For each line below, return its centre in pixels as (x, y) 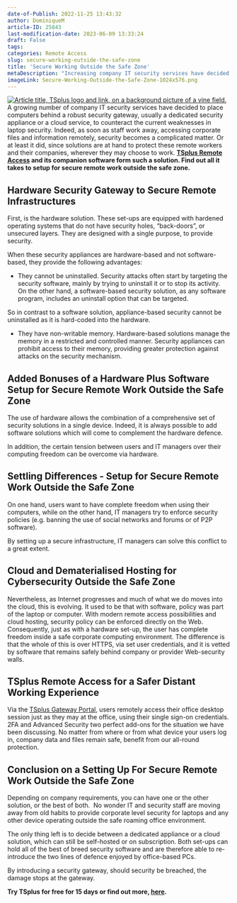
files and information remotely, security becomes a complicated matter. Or (116, 138)
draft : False (27, 40)
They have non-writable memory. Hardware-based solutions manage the (124, 333)
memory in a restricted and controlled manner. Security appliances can (121, 341)
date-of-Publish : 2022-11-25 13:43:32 (64, 14)
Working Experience (53, 693)
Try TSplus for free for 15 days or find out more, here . (87, 892)
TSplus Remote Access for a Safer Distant (102, 682)
